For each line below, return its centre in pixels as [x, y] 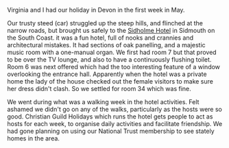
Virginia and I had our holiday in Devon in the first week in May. [96, 10]
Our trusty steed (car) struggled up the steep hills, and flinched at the [105, 23]
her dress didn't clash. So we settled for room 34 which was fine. [99, 89]
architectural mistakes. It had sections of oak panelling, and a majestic [106, 45]
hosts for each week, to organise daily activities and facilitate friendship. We [115, 124]
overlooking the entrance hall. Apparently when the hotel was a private [107, 74]
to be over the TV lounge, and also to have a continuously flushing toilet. [109, 60]
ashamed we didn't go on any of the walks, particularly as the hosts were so [115, 109]
